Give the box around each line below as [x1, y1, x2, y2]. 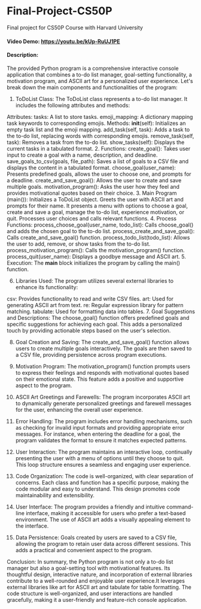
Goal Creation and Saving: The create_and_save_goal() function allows [15, 338, 190, 345]
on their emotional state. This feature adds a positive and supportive [15, 375, 184, 382]
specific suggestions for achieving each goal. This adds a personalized [7, 320, 182, 328]
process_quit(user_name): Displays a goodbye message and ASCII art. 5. [7, 253, 186, 260]
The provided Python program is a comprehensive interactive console [7, 65, 179, 72]
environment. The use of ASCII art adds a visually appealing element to [15, 516, 191, 523]
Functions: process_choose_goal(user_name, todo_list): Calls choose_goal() [7, 221, 194, 228]
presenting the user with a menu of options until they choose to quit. [15, 454, 184, 461]
